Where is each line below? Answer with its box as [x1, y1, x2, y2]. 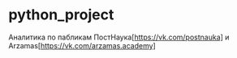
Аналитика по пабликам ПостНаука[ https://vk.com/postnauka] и [8, 32, 230, 42]
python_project [8, 6, 114, 24]
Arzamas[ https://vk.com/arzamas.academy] [8, 40, 156, 50]
